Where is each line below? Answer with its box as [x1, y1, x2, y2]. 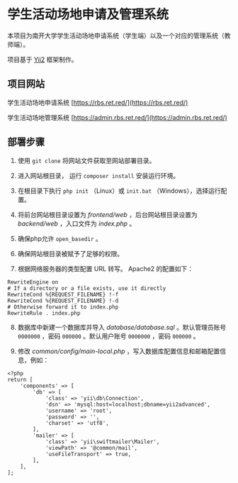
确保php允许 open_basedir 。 [17, 234, 103, 243]
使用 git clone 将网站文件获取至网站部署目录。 [17, 156, 156, 165]
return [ [7, 376, 33, 383]
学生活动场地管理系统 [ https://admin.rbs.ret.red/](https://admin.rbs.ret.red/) [7, 113, 228, 121]
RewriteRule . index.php [7, 309, 81, 316]
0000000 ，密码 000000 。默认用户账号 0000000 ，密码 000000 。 [17, 331, 200, 340]
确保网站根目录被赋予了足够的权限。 [17, 249, 124, 257]
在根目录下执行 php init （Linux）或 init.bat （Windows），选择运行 [17, 186, 221, 195]
